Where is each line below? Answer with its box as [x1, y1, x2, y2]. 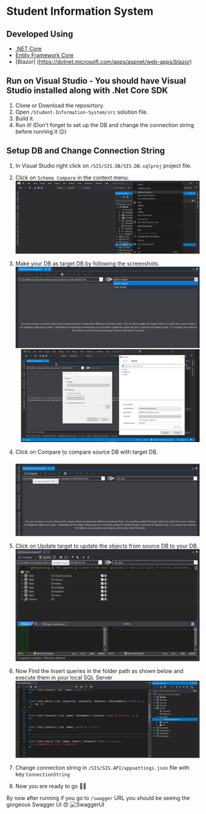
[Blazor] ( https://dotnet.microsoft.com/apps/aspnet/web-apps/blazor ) [15, 58, 192, 65]
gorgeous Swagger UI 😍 [6, 801, 69, 808]
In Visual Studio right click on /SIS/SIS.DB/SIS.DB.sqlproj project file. [15, 161, 192, 169]
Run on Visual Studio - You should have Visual [6, 76, 186, 87]
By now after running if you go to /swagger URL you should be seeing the [6, 794, 190, 802]
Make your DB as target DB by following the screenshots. [15, 260, 160, 267]
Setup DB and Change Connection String [6, 145, 166, 156]
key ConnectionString [15, 770, 71, 778]
